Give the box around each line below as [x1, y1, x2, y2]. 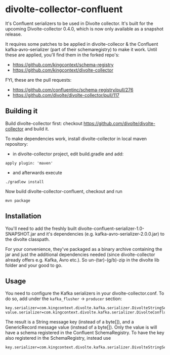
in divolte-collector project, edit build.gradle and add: [12, 151, 124, 157]
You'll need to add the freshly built [5, 225, 77, 232]
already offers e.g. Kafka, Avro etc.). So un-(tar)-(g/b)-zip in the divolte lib [5, 256, 159, 263]
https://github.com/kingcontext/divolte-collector [12, 67, 114, 73]
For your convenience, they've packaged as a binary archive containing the [5, 246, 162, 252]
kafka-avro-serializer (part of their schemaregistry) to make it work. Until [5, 46, 157, 52]
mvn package [5, 198, 30, 203]
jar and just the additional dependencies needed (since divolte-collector [5, 251, 155, 257]
